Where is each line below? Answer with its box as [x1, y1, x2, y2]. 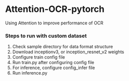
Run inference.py [12, 70, 48, 76]
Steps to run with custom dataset [5, 32, 87, 39]
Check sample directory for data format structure [12, 44, 113, 50]
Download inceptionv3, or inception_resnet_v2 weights [12, 49, 125, 55]
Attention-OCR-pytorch [5, 3, 105, 15]
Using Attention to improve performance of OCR [5, 20, 104, 26]
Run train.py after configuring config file [12, 60, 94, 66]
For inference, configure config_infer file [12, 65, 95, 71]
